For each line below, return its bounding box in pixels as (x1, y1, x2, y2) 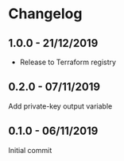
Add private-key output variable (8, 101, 113, 111)
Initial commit (8, 145, 52, 155)
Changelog (8, 5, 83, 23)
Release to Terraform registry (19, 57, 117, 67)
